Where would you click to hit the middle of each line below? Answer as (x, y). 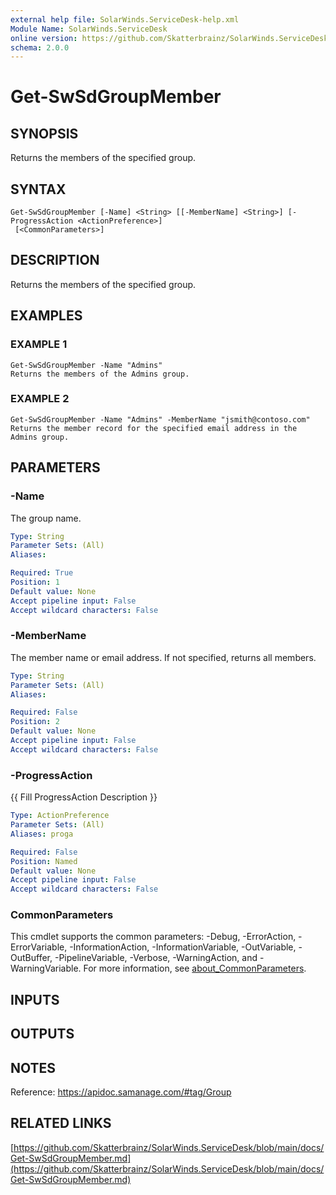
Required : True (42, 573)
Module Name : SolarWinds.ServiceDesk (89, 29)
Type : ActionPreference (60, 816)
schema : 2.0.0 (40, 47)
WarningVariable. (46, 968)
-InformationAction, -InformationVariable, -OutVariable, (183, 947)
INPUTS (35, 999)
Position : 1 (35, 582)
